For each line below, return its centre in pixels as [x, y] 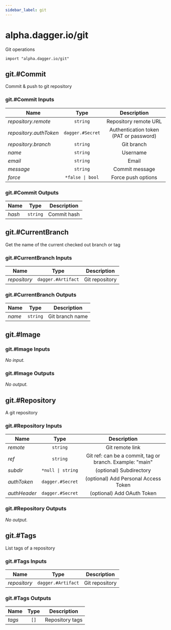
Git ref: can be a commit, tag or [123, 456]
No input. [15, 360]
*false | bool [82, 177]
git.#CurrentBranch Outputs [41, 295]
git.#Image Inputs [28, 349]
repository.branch [29, 144]
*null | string [60, 470]
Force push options [134, 177]
